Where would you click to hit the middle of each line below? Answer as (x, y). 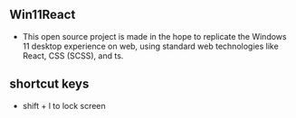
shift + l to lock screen (64, 105)
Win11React (43, 15)
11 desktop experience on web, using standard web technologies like (150, 46)
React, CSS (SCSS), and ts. (73, 55)
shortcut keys (49, 84)
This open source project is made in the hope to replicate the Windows (154, 36)
